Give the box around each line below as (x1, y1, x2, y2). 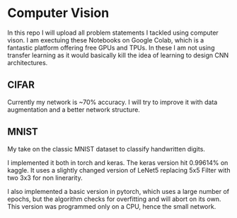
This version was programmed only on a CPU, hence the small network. (7, 202, 216, 210)
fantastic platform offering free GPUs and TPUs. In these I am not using (7, 43, 215, 52)
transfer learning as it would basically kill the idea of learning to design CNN (7, 51, 229, 59)
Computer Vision (7, 5, 110, 21)
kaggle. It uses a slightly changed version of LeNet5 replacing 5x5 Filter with (7, 166, 231, 174)
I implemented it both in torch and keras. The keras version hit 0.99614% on (7, 158, 229, 167)
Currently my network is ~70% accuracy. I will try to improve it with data (7, 98, 218, 106)
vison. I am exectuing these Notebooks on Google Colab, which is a (7, 35, 204, 44)
